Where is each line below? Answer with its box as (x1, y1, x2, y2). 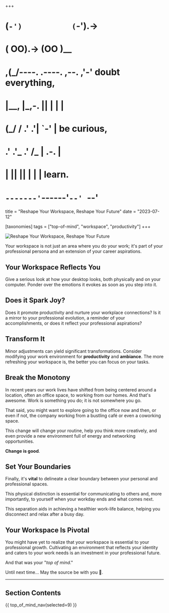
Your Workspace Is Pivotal (5, 526, 90, 534)
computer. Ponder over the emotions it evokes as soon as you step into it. (5, 282, 157, 288)
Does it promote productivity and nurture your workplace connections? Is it (5, 310, 161, 316)
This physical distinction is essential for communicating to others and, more (5, 491, 162, 497)
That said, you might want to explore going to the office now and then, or (5, 407, 156, 413)
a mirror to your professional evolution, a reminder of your (5, 315, 125, 321)
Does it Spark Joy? (5, 296, 65, 304)
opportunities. (5, 438, 34, 444)
